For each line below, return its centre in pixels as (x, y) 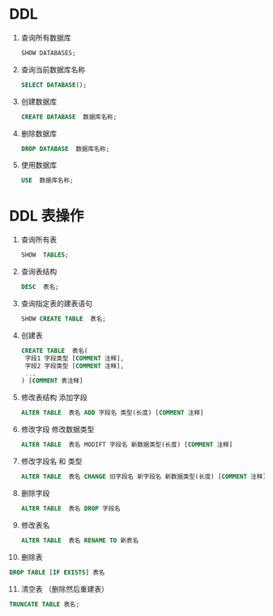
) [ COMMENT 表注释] (52, 381)
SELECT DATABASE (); (54, 85)
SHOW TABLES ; (45, 255)
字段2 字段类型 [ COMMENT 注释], (75, 366)
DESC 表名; (40, 287)
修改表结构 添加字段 (54, 398)
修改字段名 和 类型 (51, 461)
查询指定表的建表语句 (56, 304)
